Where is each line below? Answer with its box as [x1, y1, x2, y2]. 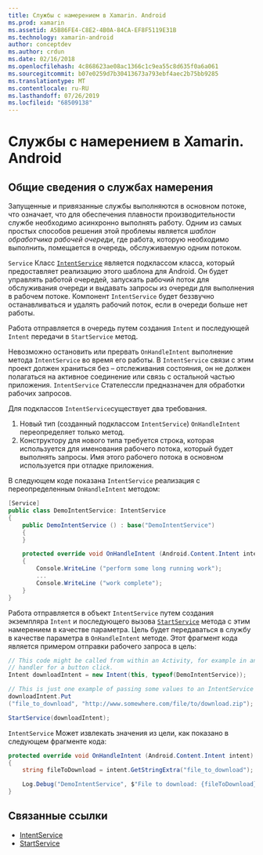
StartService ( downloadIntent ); [8, 714, 110, 722]
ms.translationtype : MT [8, 77, 86, 85]
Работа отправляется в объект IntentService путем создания [8, 608, 214, 617]
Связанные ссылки [8, 810, 108, 823]
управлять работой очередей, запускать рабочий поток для [8, 275, 210, 285]
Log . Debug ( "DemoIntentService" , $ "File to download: [22, 780, 198, 788]
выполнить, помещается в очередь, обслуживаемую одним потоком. [8, 243, 242, 253]
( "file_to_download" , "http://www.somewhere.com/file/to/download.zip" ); [8, 700, 254, 708]
